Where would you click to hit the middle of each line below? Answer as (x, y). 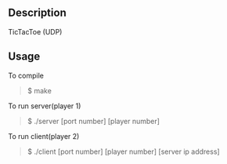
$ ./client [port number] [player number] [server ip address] (124, 151)
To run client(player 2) (44, 136)
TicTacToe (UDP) (35, 31)
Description (37, 13)
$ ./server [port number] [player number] (94, 121)
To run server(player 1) (45, 106)
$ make (40, 90)
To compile (26, 75)
